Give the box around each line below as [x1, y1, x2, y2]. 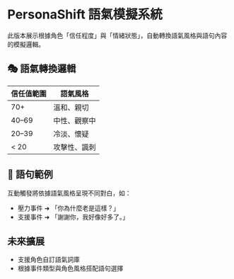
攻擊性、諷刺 [53, 142, 97, 152]
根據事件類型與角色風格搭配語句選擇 [17, 264, 124, 273]
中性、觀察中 [53, 115, 97, 125]
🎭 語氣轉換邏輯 [7, 63, 76, 75]
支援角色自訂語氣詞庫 [17, 256, 80, 264]
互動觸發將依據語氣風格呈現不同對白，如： [7, 188, 131, 197]
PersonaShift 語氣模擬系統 [7, 6, 163, 23]
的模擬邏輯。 [7, 40, 45, 48]
